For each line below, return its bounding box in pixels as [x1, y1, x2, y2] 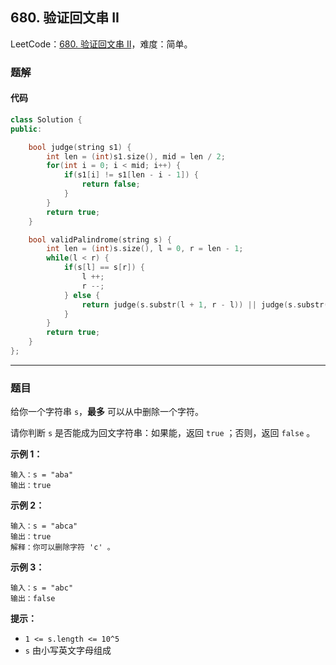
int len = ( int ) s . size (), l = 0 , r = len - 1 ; [46, 244, 244, 254]
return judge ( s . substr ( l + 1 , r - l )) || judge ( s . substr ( [81, 299, 329, 310]
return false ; [81, 179, 141, 190]
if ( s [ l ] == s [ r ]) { [63, 263, 145, 273]
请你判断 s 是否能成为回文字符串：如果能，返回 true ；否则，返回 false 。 [10, 427, 316, 439]
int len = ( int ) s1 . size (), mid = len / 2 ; [46, 151, 226, 162]
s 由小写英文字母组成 [24, 644, 112, 657]
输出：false [10, 594, 56, 604]
